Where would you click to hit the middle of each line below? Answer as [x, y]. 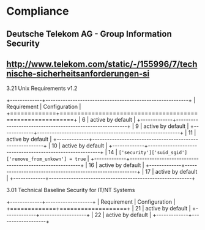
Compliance [38, 11]
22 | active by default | [123, 215]
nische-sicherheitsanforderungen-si [78, 74]
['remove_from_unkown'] [37, 159]
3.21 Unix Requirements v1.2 [42, 88]
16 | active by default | [117, 165]
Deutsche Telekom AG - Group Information [89, 34]
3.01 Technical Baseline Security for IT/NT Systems [71, 190]
